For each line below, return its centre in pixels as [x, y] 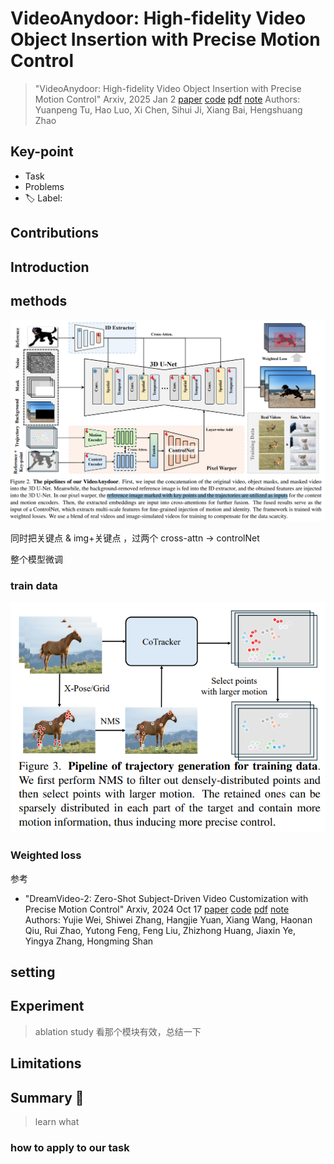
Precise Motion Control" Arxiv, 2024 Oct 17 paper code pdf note [157, 909]
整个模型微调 [36, 559]
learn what [57, 1122]
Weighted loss [46, 855]
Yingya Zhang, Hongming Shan [89, 941]
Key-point [42, 152]
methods [39, 300]
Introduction [50, 267]
